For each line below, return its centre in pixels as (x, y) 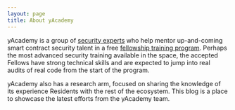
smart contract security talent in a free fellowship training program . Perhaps (117, 48)
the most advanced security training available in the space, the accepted (113, 55)
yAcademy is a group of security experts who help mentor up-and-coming (115, 40)
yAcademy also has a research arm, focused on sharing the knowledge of (114, 83)
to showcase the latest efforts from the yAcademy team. (89, 98)
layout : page (26, 14)
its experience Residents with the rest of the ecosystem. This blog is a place (118, 91)
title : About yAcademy (40, 20)
